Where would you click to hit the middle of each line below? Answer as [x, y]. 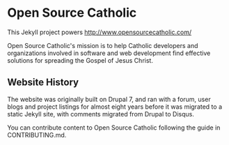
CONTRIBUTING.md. [37, 135]
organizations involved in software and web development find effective [109, 53]
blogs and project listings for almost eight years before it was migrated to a [115, 107]
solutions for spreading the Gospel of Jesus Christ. [80, 60]
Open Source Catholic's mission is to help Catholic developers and [103, 45]
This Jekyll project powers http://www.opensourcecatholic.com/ [100, 32]
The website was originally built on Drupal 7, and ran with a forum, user [109, 99]
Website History [43, 83]
